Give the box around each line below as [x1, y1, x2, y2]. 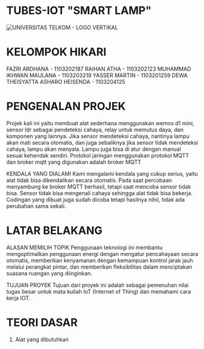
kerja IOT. [6, 294, 30, 302]
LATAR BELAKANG [6, 224, 103, 237]
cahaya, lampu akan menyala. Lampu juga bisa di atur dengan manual [6, 145, 181, 153]
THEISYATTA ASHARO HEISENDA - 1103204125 [6, 78, 126, 85]
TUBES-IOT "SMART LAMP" [6, 4, 152, 18]
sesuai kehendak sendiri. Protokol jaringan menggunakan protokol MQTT [6, 151, 189, 159]
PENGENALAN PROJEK [6, 100, 126, 113]
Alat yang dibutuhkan [15, 336, 69, 343]
